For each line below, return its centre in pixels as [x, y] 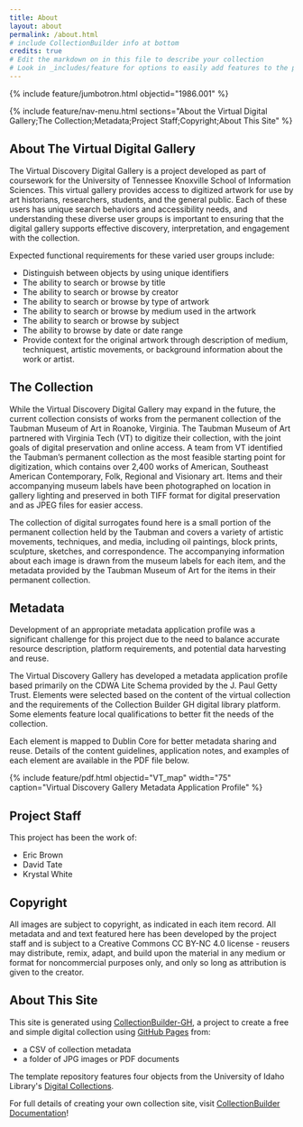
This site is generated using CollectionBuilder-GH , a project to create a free [149, 1022]
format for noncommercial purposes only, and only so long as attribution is [148, 962]
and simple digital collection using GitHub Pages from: [110, 1031]
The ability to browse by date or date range [102, 330]
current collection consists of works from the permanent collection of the [145, 418]
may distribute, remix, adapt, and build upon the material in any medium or [147, 953]
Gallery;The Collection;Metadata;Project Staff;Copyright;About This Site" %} [151, 120]
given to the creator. [47, 972]
